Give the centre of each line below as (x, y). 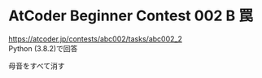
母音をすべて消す (37, 66)
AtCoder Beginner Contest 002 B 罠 (131, 16)
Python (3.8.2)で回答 (43, 48)
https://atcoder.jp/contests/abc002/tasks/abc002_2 (96, 39)
